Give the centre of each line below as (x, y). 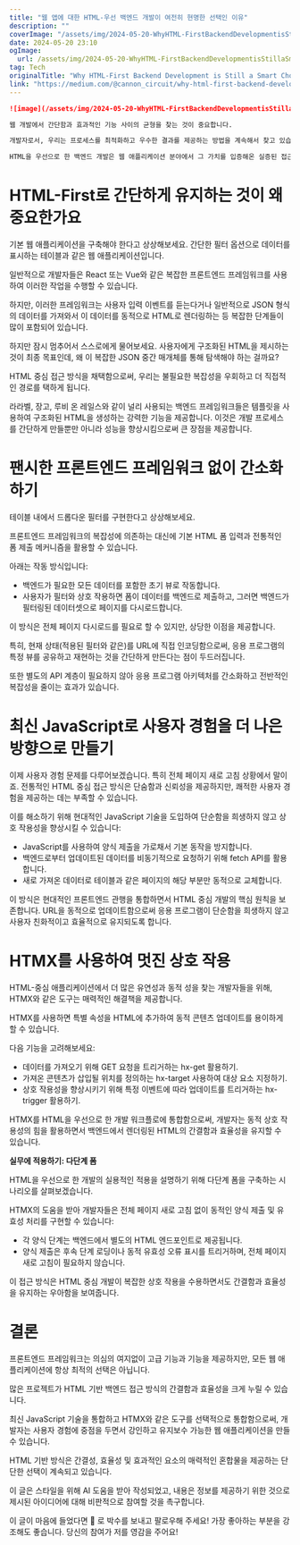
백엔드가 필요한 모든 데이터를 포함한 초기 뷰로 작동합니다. (121, 585)
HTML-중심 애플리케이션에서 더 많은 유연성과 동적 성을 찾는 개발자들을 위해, (141, 987)
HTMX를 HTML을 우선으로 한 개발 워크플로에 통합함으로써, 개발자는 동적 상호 (144, 1119)
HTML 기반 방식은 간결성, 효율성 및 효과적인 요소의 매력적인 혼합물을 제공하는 (144, 1460)
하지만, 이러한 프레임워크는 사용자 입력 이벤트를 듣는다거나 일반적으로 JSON (142, 305)
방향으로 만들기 (62, 749)
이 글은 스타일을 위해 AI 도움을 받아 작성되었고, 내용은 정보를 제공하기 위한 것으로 (150, 1490)
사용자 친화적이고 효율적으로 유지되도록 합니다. (91, 921)
